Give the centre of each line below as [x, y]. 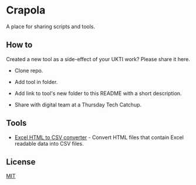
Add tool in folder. [36, 82]
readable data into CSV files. [49, 143]
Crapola [26, 10]
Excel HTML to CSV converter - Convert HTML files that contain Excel [99, 137]
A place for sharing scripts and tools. [51, 26]
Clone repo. [29, 70]
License [21, 162]
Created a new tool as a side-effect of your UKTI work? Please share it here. [98, 59]
